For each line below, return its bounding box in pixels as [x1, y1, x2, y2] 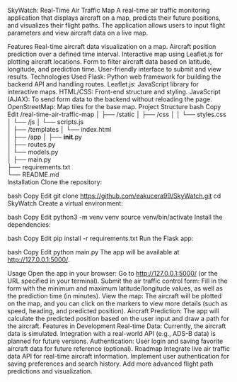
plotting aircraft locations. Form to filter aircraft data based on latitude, [7, 57, 212, 66]
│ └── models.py [7, 148, 59, 156]
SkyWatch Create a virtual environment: [7, 199, 124, 208]
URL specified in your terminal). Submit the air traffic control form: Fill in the [7, 276, 228, 285]
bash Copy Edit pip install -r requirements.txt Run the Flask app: [7, 234, 194, 242]
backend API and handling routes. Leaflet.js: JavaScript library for [7, 80, 200, 88]
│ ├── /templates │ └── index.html [7, 125, 112, 133]
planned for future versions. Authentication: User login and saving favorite [7, 337, 224, 345]
